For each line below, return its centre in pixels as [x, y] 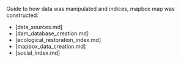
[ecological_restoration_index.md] [58, 40]
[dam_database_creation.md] [52, 33]
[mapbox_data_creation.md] [50, 46]
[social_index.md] [37, 53]
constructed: [22, 15]
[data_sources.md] [39, 27]
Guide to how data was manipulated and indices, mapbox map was [90, 9]
